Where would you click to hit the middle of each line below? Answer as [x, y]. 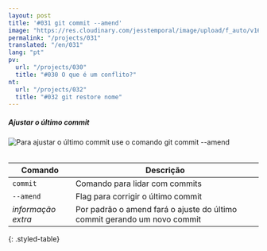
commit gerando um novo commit [138, 219]
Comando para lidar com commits [139, 183]
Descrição [165, 170]
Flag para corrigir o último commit [139, 197]
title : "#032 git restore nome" [69, 97]
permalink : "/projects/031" [55, 38]
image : [19, 30]
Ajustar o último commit [49, 122]
